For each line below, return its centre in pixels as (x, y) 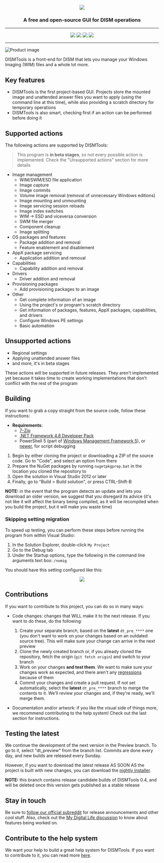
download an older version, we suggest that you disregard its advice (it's (78, 496)
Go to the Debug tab (33, 550)
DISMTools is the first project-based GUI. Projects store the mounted (81, 92)
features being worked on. (32, 823)
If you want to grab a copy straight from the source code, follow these (75, 410)
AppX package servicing (37, 253)
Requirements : (27, 425)
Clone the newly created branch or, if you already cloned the (80, 651)
